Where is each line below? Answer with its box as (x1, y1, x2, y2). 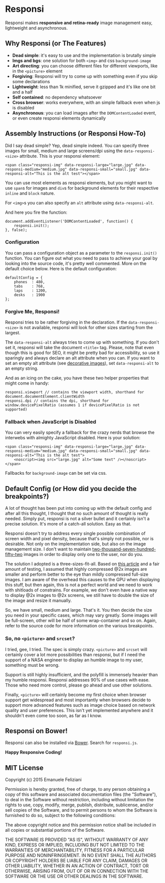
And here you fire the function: (5, 209, 67, 215)
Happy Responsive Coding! (5, 750, 63, 755)
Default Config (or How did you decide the (5, 484, 137, 493)
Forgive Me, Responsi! (5, 308, 60, 315)
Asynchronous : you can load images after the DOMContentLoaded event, (12, 110, 157, 116)
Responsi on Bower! (5, 726, 68, 735)
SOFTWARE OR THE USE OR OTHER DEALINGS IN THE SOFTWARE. (5, 873, 143, 880)
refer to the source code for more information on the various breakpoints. (5, 623, 154, 629)
